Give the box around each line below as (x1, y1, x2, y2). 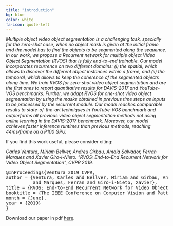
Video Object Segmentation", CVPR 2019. (6, 160, 93, 166)
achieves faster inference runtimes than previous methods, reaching (6, 123, 151, 129)
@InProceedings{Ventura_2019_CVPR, (6, 169, 95, 175)
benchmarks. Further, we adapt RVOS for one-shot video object (16, 90, 152, 97)
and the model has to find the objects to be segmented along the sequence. (6, 47, 167, 53)
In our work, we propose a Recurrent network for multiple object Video (6, 52, 156, 59)
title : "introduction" (6, 7, 54, 13)
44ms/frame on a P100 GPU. (6, 129, 67, 135)
